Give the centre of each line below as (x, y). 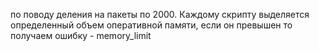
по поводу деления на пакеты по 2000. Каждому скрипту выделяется (160, 14)
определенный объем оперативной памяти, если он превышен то (151, 25)
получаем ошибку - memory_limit (81, 35)
